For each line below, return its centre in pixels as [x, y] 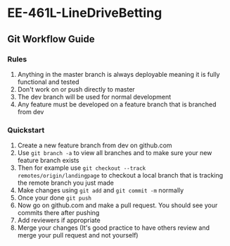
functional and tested [48, 82]
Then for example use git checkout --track [82, 168]
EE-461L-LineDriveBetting [85, 13]
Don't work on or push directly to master [76, 89]
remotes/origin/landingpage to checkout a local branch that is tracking [120, 176]
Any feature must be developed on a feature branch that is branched [117, 104]
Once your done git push [54, 198]
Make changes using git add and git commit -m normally [101, 190]
